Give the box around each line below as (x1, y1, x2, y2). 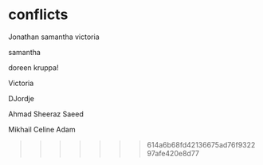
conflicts (8, 6, 69, 24)
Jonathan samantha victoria (8, 32, 100, 41)
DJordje (8, 93, 34, 103)
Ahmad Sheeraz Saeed (8, 109, 84, 119)
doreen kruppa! (8, 62, 59, 73)
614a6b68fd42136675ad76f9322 (147, 139, 256, 149)
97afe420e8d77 (147, 148, 199, 158)
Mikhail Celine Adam (8, 124, 76, 134)
